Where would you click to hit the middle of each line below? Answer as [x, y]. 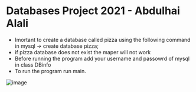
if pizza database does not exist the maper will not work [83, 52]
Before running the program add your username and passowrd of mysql [102, 58]
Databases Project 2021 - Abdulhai [93, 11]
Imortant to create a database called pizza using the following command [102, 40]
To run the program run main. [50, 71]
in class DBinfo [33, 65]
